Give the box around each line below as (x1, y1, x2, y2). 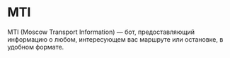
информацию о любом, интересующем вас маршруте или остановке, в (7, 35, 224, 43)
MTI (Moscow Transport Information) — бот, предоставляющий (7, 28, 195, 36)
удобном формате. (7, 42, 64, 51)
